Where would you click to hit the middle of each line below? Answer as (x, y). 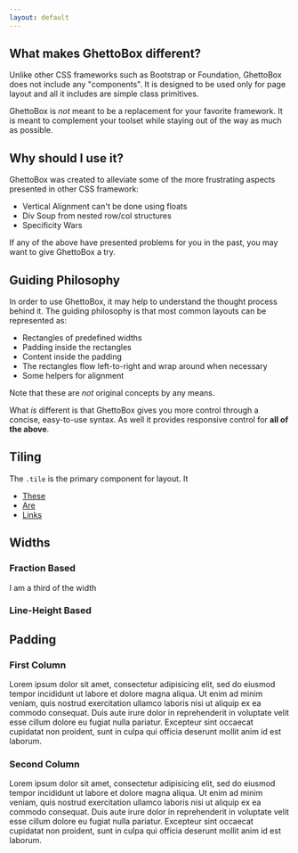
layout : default (39, 17)
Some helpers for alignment (73, 376)
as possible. (31, 130)
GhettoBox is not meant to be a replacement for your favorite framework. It (146, 111)
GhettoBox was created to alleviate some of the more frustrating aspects (142, 180)
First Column (38, 665)
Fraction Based (42, 569)
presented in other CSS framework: (74, 189)
